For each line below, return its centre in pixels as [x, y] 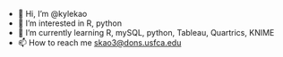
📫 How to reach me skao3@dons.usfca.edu [99, 43]
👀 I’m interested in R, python [70, 23]
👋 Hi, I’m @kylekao [52, 14]
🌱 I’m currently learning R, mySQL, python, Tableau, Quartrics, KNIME [146, 33]
